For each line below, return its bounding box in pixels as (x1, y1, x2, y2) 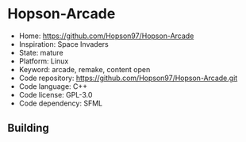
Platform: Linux (18, 56, 69, 66)
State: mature (18, 48, 64, 57)
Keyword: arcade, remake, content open (18, 64, 151, 74)
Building (7, 121, 49, 135)
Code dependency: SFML (18, 98, 103, 108)
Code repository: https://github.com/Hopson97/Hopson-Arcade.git (18, 73, 238, 83)
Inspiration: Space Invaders (18, 39, 109, 48)
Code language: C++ (18, 81, 88, 91)
